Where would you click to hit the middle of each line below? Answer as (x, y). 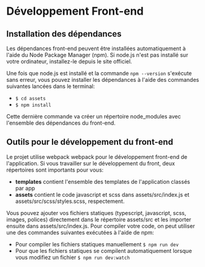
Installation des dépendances (64, 34)
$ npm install (33, 105)
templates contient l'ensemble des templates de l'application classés (102, 181)
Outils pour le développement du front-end (90, 142)
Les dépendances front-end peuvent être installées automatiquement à (96, 48)
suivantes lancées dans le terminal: (50, 86)
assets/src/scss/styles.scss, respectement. (70, 201)
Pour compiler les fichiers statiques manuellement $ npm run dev (97, 244)
